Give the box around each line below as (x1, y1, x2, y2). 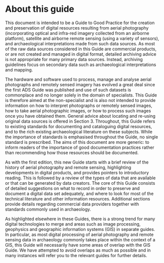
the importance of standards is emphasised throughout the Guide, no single (5, 134, 158, 140)
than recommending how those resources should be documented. (5, 149, 139, 156)
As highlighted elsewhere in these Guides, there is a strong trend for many (5, 216, 156, 222)
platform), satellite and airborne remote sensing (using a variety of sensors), (5, 35, 160, 41)
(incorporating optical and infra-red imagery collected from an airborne (5, 30, 150, 36)
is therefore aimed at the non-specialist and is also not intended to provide (5, 97, 156, 103)
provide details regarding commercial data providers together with (5, 201, 139, 207)
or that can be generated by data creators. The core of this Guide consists (5, 180, 156, 186)
